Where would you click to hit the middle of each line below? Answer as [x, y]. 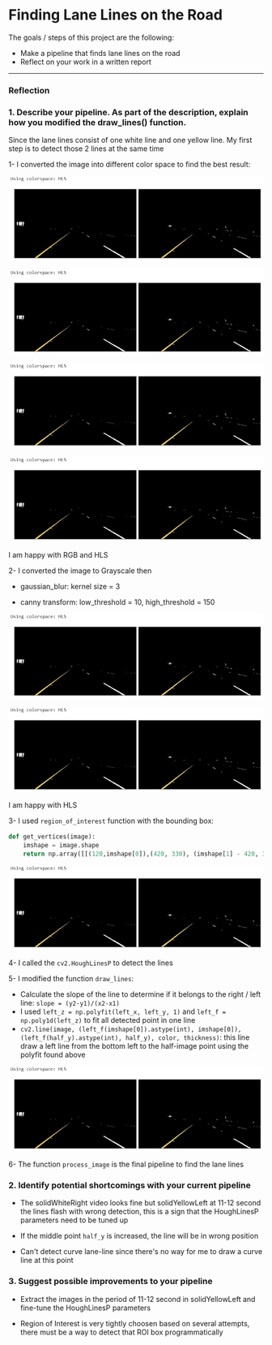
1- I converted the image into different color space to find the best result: [130, 165]
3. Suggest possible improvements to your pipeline [110, 1282]
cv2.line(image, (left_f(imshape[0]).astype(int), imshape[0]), [131, 1030]
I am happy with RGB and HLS [58, 554]
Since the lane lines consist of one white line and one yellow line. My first [130, 140]
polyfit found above [53, 1055]
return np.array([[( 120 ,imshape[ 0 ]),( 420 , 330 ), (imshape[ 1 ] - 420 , [141, 854]
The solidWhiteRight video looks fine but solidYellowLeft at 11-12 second [140, 1203]
